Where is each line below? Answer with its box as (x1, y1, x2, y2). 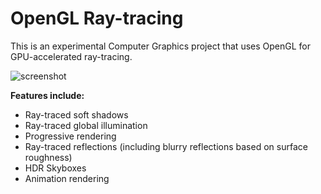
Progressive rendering (24, 130, 117, 142)
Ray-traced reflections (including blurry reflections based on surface (24, 140, 308, 152)
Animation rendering (24, 172, 110, 184)
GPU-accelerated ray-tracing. (10, 50, 133, 62)
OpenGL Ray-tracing (10, 7, 184, 30)
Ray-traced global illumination (24, 119, 148, 131)
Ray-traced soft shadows (24, 108, 129, 121)
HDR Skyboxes (24, 162, 87, 174)
